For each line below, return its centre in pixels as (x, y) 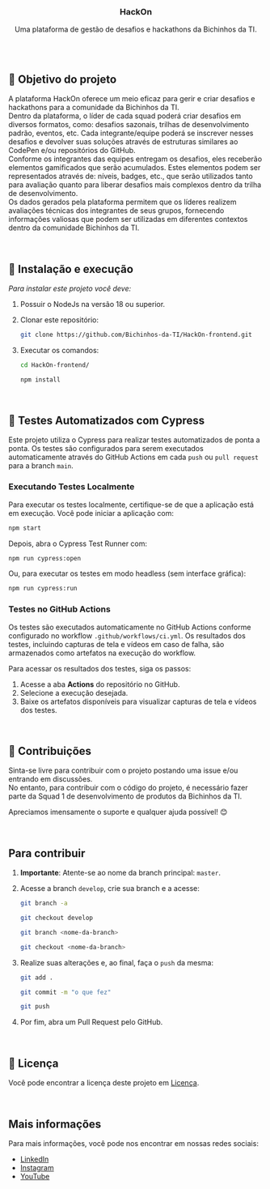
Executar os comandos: (59, 350)
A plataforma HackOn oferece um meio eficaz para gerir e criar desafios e (132, 99)
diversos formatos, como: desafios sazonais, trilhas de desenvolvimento (129, 125)
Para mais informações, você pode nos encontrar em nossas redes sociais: (133, 1143)
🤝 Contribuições (50, 751)
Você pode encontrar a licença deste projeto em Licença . (104, 1083)
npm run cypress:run (43, 589)
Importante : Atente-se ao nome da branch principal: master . (120, 873)
